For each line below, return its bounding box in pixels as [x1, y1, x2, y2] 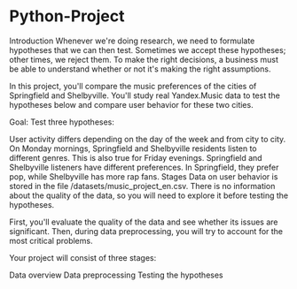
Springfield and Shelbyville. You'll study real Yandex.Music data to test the [9, 90, 281, 101]
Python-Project [9, 6, 125, 27]
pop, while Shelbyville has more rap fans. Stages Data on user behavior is [9, 171, 278, 182]
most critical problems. [9, 235, 93, 246]
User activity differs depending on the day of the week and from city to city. [9, 133, 286, 144]
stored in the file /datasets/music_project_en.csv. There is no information [9, 180, 276, 191]
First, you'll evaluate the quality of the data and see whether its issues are [9, 217, 278, 227]
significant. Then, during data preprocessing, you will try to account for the [9, 225, 284, 236]
